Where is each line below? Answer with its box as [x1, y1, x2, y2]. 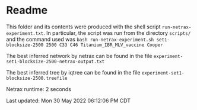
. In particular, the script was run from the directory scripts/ [43, 29, 191, 36]
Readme [6, 4, 48, 17]
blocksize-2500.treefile [6, 75, 68, 81]
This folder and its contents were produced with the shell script [6, 23, 161, 30]
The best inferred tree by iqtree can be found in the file [6, 69, 141, 76]
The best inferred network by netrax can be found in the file [6, 52, 152, 59]
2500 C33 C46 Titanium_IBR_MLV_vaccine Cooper [46, 42, 163, 48]
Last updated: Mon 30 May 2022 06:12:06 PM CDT [6, 97, 131, 104]
